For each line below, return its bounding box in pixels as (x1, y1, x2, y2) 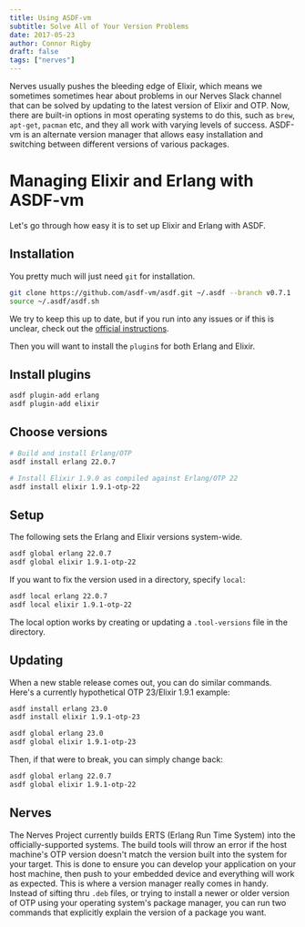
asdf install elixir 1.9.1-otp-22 (9, 482, 141, 492)
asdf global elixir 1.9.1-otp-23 (9, 738, 137, 747)
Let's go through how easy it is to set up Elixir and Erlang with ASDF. (9, 219, 267, 230)
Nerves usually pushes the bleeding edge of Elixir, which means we (9, 81, 263, 91)
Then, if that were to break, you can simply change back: (9, 754, 223, 765)
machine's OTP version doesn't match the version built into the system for (9, 849, 288, 860)
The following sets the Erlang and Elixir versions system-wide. (9, 532, 243, 543)
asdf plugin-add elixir (9, 400, 100, 409)
